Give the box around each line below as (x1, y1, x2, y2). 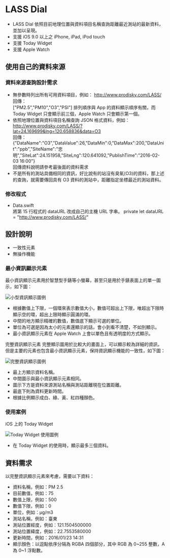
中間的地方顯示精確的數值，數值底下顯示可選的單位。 (12, 318, 124, 324)
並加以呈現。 (12, 27, 40, 33)
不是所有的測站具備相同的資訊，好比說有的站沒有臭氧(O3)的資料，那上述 (12, 170, 165, 176)
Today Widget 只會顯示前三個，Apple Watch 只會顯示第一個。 (12, 111, 143, 117)
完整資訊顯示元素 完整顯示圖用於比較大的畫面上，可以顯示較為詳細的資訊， (5, 341, 162, 347)
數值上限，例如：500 (12, 497, 57, 503)
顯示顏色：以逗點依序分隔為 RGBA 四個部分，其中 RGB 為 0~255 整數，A (12, 541, 165, 547)
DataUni (147, 139, 164, 146)
